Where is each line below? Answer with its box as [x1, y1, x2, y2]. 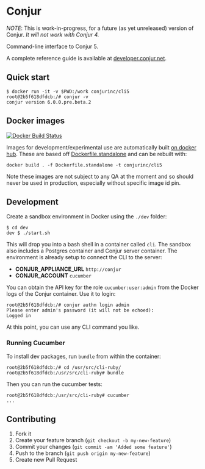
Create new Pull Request [15, 456, 77, 464]
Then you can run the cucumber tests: [6, 380, 103, 388]
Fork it [15, 430, 32, 437]
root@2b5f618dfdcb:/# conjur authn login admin [6, 302, 130, 309]
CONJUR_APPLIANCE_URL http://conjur [15, 265, 121, 273]
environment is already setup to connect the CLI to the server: [6, 254, 162, 261]
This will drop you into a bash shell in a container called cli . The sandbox [6, 241, 191, 248]
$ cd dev [6, 224, 29, 231]
